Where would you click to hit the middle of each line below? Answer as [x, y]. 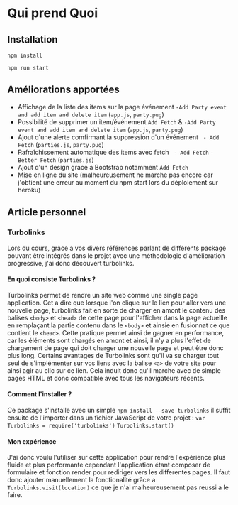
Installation [33, 39]
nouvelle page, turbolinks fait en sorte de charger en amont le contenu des [117, 310]
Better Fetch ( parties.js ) [56, 159]
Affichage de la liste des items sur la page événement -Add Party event [122, 107]
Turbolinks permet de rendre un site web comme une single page [103, 295]
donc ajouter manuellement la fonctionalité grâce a [81, 480]
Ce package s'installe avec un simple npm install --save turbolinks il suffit [119, 410]
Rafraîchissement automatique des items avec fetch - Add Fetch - [115, 152]
